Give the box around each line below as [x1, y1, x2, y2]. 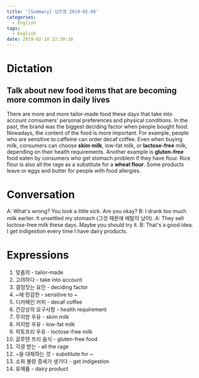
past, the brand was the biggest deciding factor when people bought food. [7, 123, 189, 130]
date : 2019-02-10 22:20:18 [7, 36, 73, 42]
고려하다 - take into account [15, 276, 82, 283]
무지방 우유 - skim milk [15, 313, 69, 320]
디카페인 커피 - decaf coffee [15, 298, 82, 306]
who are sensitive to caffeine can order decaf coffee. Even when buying [7, 136, 183, 142]
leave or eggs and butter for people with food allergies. [7, 167, 141, 174]
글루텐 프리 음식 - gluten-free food [15, 335, 98, 342]
